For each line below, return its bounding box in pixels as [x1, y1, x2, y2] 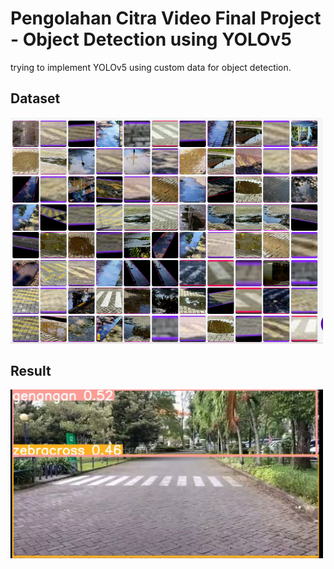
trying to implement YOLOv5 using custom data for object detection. [10, 61, 292, 73]
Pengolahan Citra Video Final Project [10, 7, 322, 30]
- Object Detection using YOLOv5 [10, 28, 292, 51]
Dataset [10, 90, 61, 107]
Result [10, 362, 52, 379]
